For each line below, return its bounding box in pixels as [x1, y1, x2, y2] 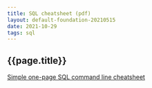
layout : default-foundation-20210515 [7, 16, 116, 23]
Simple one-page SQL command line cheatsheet [7, 73, 145, 81]
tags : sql [7, 29, 36, 36]
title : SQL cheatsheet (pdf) [7, 10, 91, 17]
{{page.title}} [7, 54, 67, 66]
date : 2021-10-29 [7, 23, 57, 30]
